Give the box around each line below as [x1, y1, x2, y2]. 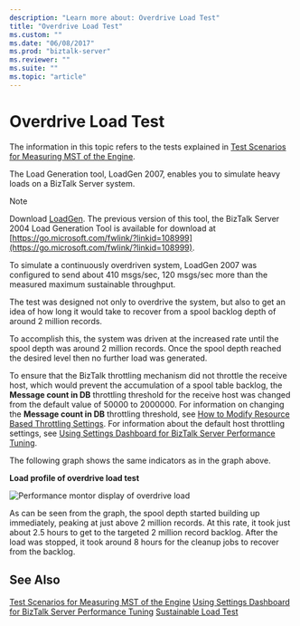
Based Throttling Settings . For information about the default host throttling [9, 418, 286, 429]
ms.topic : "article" [9, 72, 88, 82]
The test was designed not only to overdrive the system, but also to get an [9, 296, 286, 307]
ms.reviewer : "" [9, 55, 70, 64]
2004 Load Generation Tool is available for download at [9, 223, 217, 234]
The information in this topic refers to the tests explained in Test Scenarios [9, 141, 286, 152]
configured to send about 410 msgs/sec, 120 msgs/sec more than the [9, 269, 268, 280]
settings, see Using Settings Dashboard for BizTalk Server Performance [9, 428, 276, 438]
